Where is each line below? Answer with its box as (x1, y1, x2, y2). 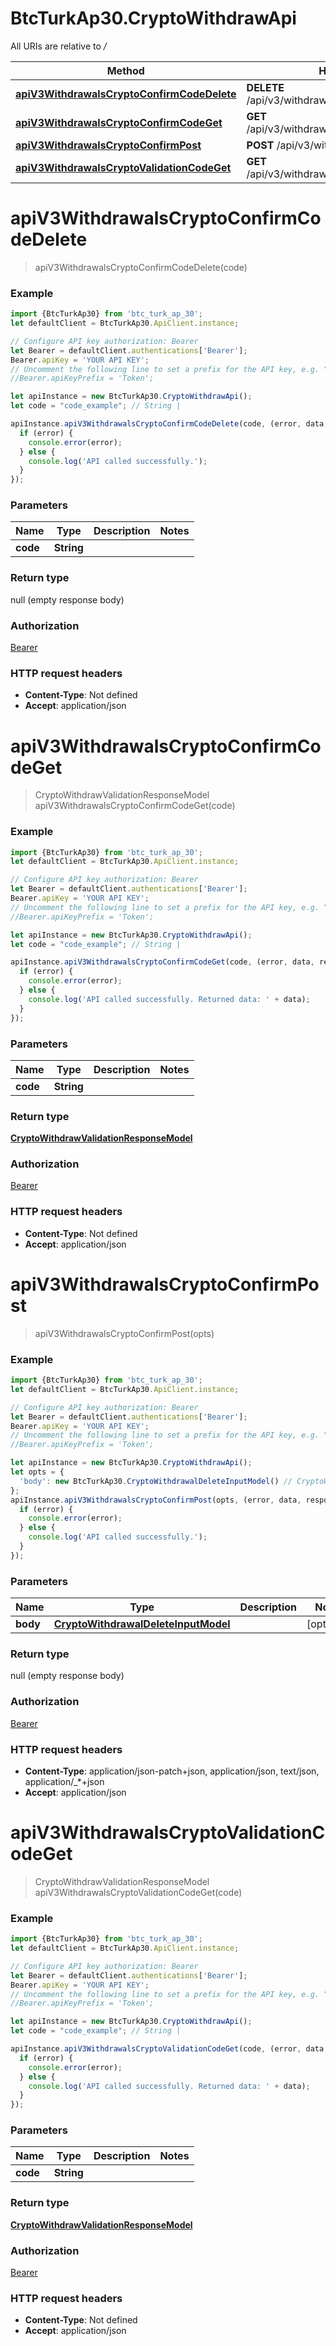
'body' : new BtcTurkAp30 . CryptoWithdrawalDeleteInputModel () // (19, 1476, 293, 1486)
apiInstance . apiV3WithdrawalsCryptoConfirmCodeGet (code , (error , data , (10, 957, 315, 967)
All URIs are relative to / (10, 40, 107, 52)
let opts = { (10, 1467, 65, 1477)
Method (106, 63, 145, 77)
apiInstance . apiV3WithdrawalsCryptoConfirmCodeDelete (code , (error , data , (10, 419, 329, 429)
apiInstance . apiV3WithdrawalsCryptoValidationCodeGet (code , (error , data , (10, 2044, 329, 2054)
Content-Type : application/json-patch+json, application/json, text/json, (24, 1765, 320, 1777)
